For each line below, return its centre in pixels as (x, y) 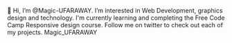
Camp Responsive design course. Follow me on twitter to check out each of (115, 25)
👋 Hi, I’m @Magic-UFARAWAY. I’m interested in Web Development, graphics (115, 11)
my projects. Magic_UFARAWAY (52, 32)
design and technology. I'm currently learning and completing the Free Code (116, 18)
